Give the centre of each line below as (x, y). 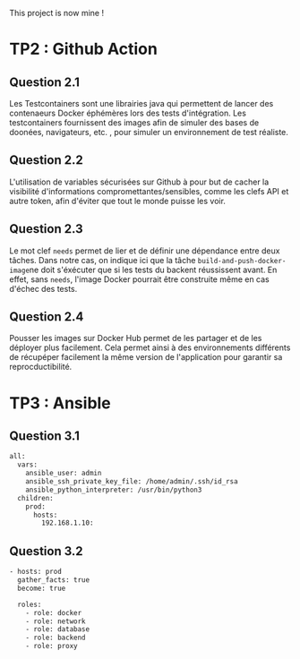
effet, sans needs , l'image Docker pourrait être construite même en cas (140, 279)
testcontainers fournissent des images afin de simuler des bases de (134, 123)
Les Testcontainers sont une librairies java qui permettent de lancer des (141, 103)
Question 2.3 (46, 229)
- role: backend (56, 638)
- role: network (56, 621)
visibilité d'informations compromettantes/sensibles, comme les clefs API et (149, 191)
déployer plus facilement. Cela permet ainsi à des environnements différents (150, 347)
